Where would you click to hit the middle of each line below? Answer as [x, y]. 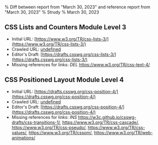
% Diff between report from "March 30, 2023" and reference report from [77, 7]
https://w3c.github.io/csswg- [107, 117]
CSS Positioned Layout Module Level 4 [64, 80]
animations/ [23, 138]
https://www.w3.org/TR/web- [123, 132]
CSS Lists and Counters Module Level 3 [65, 27]
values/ [19, 132]
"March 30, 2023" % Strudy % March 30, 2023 [52, 12]
